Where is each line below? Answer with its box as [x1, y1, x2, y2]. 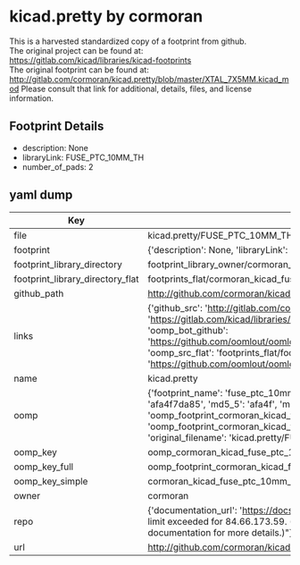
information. [9, 92, 54, 104]
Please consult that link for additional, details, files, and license [21, 83, 253, 94]
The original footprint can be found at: [9, 64, 149, 75]
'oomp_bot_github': [146, 324, 229, 336]
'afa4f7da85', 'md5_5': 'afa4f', [146, 398, 278, 410]
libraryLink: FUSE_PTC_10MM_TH [21, 152, 145, 163]
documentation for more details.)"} [146, 526, 293, 538]
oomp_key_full [13, 460, 74, 473]
